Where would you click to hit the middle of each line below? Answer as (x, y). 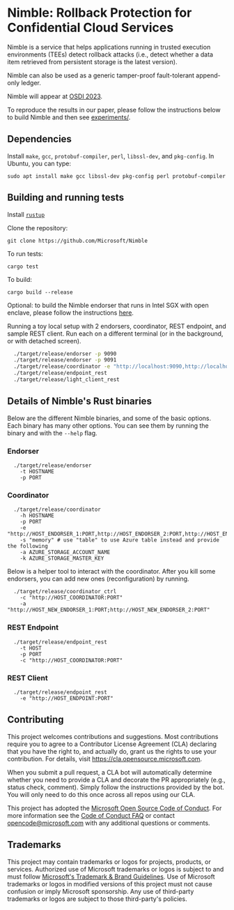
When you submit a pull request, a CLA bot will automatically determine (110, 772)
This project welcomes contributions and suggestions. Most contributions (113, 736)
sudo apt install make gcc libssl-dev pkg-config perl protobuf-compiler (117, 176)
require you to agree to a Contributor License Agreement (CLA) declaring (112, 744)
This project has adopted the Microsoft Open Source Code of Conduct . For (115, 808)
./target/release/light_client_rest (67, 380)
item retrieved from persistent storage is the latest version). (92, 61)
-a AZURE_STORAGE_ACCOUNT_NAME (65, 553)
